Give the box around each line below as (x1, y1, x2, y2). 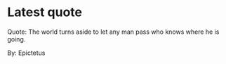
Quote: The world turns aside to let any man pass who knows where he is (7, 27, 220, 36)
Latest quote (7, 4, 83, 20)
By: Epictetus (7, 49, 46, 57)
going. (7, 34, 26, 43)
